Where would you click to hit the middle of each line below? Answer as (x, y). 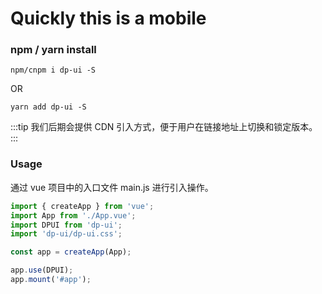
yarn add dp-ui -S (48, 107)
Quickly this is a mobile (108, 18)
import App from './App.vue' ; (73, 215)
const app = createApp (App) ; (71, 252)
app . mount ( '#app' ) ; (51, 280)
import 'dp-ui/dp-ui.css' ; (66, 234)
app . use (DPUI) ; (42, 270)
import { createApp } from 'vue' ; (82, 206)
